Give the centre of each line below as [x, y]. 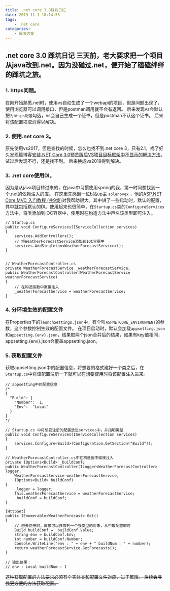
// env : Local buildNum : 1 [36, 567]
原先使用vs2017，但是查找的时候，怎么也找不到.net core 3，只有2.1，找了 [82, 148]
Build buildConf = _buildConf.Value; [54, 530]
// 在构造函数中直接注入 [37, 287]
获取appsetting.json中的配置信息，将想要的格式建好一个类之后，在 [75, 367]
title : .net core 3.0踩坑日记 [36, 10]
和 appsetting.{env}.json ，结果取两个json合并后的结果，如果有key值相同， [84, 335]
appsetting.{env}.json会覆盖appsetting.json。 [53, 341]
